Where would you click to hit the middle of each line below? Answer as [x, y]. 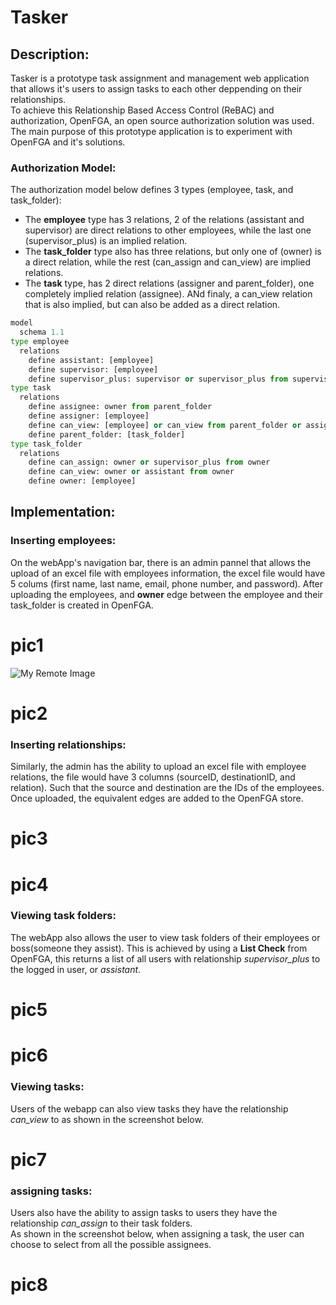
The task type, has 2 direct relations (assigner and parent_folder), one [169, 283]
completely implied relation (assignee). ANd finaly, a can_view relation [168, 294]
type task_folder [46, 444]
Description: [50, 54]
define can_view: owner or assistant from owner [131, 472]
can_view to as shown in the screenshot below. [107, 1119]
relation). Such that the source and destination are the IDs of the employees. [167, 788]
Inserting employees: [63, 541]
